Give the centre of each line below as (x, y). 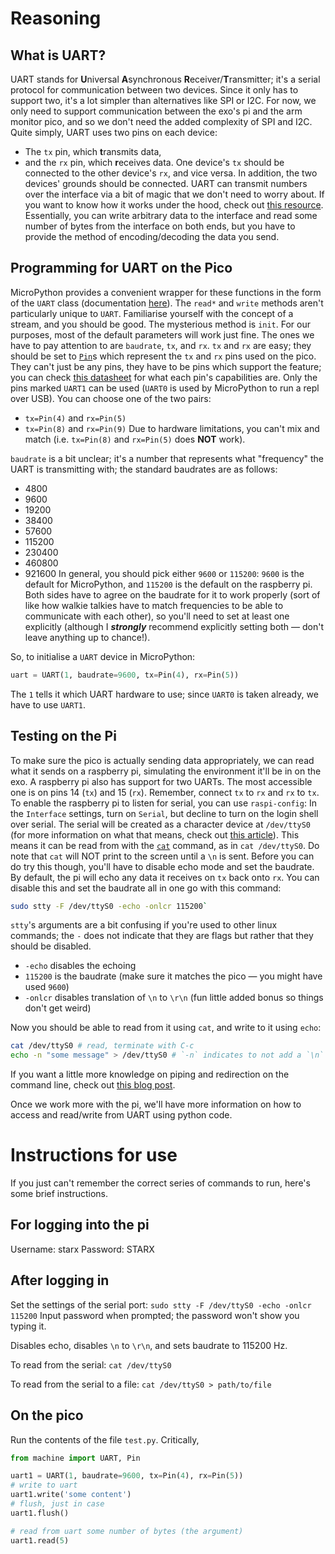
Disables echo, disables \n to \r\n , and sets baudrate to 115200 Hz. (149, 1345)
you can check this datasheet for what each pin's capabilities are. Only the (164, 377)
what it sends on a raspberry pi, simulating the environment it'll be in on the (166, 771)
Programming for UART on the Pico (121, 268)
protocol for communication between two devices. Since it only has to (154, 90)
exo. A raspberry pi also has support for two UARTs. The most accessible (161, 781)
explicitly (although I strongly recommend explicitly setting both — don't (174, 626)
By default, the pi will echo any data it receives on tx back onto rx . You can (165, 877)
